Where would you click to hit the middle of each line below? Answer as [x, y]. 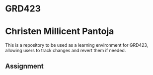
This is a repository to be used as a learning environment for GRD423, [77, 45]
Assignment [24, 66]
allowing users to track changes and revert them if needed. [66, 51]
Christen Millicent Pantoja [60, 32]
